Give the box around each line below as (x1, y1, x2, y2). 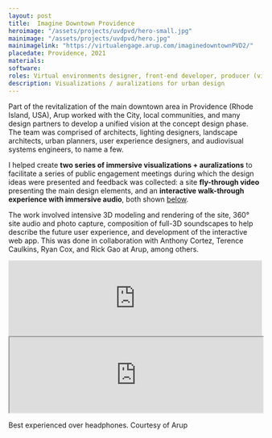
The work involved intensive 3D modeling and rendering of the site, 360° (8, 210, 249, 219)
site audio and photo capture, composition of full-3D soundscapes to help (8, 219, 253, 228)
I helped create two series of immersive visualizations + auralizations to (8, 160, 253, 169)
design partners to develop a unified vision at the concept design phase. (8, 119, 249, 128)
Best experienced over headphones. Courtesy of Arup (8, 420, 188, 430)
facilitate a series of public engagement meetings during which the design (8, 169, 255, 178)
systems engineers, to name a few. (8, 144, 124, 154)
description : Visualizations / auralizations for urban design (8, 79, 225, 87)
